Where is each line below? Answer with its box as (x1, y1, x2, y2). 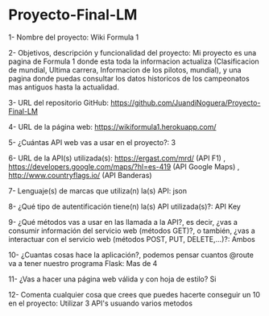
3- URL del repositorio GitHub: (8, 98, 109, 107)
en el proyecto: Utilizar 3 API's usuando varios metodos (8, 298, 193, 308)
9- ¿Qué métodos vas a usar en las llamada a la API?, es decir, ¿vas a (8, 217, 238, 227)
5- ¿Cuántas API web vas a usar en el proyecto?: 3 (8, 137, 176, 147)
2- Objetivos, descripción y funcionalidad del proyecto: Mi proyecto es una (8, 48, 257, 57)
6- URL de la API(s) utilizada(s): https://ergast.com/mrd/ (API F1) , (8, 153, 226, 163)
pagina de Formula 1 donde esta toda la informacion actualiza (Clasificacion (8, 56, 259, 66)
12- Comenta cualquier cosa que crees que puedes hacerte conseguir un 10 (8, 289, 260, 299)
